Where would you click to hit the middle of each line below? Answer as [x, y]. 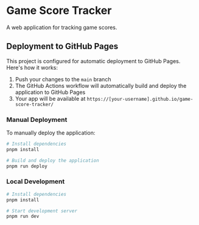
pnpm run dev [23, 217]
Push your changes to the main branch [63, 79]
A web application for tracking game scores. [62, 27]
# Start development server [42, 211]
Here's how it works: [32, 67]
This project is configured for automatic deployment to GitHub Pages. [93, 61]
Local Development [36, 181]
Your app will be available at [50, 98]
